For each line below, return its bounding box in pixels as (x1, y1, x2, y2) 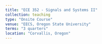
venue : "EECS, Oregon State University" (5, 21, 91, 27)
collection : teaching (5, 12, 51, 17)
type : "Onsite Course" (5, 17, 53, 22)
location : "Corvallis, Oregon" (5, 31, 71, 36)
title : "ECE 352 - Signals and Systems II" (5, 7, 98, 13)
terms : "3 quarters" (5, 26, 49, 31)
